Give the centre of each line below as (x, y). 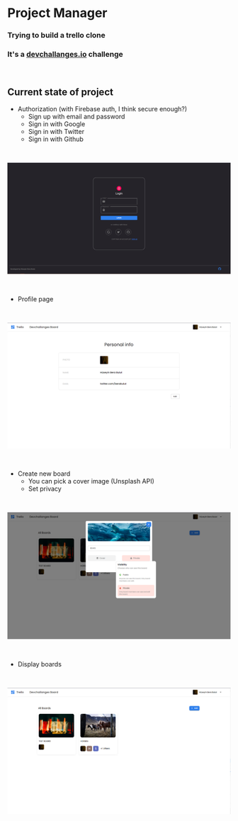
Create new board (44, 474)
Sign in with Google (57, 124)
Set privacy (45, 489)
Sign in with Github (56, 139)
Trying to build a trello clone (57, 35)
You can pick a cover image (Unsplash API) (91, 481)
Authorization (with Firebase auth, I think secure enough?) (102, 109)
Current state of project (60, 92)
